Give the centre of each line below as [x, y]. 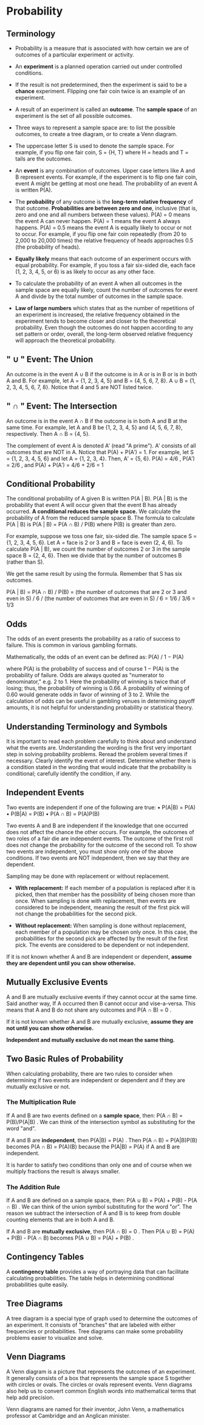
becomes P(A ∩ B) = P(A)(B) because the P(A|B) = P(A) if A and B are [93, 1147]
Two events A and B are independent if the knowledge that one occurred [97, 826]
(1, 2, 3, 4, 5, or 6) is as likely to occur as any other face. [85, 271]
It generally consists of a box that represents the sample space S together [99, 1378]
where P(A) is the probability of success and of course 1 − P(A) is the [93, 669]
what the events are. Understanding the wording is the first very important [99, 748]
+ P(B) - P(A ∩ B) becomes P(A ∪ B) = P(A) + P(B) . [70, 1238]
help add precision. [30, 1397]
